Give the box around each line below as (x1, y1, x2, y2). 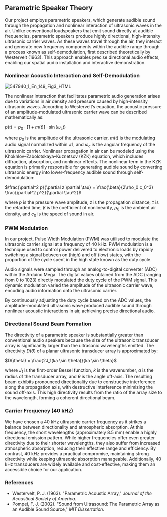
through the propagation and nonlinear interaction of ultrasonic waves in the (5, 22, 162, 28)
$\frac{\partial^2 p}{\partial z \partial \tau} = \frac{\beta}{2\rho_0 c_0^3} (5, 184, 154, 190)
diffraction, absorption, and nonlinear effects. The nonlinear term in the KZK (5, 158, 161, 164)
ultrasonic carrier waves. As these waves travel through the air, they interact (5, 38, 162, 44)
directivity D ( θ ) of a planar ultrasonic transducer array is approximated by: (5, 348, 158, 354)
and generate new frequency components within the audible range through (5, 43, 160, 49)
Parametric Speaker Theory (5, 4, 93, 12)
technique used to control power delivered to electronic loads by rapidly (5, 247, 153, 253)
